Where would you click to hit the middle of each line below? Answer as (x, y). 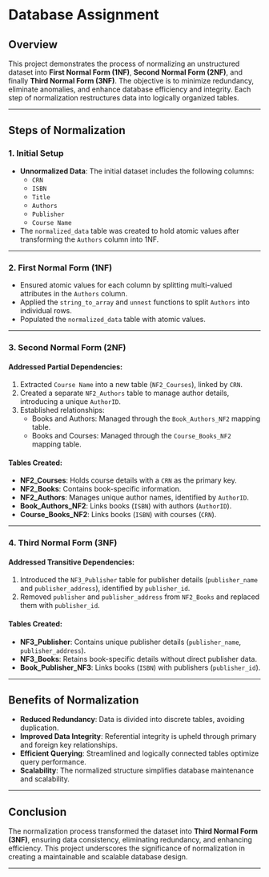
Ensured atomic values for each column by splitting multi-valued (126, 285)
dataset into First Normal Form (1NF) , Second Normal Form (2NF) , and (125, 72)
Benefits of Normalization (74, 700)
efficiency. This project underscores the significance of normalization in (127, 848)
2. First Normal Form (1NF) (60, 267)
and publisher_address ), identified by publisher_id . (105, 589)
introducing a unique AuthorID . (70, 402)
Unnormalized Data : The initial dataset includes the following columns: (137, 171)
